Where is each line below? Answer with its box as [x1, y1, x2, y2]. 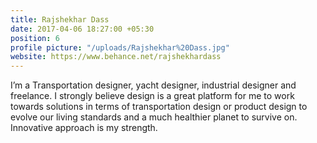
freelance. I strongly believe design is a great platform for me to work [10, 90, 295, 102]
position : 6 [10, 33, 60, 43]
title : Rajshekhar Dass [10, 14, 110, 25]
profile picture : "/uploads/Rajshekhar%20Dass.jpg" [10, 42, 230, 53]
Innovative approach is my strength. [10, 122, 158, 134]
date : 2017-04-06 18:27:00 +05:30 [10, 24, 155, 34]
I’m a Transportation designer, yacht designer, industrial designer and [10, 79, 297, 91]
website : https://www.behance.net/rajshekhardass [10, 52, 222, 62]
